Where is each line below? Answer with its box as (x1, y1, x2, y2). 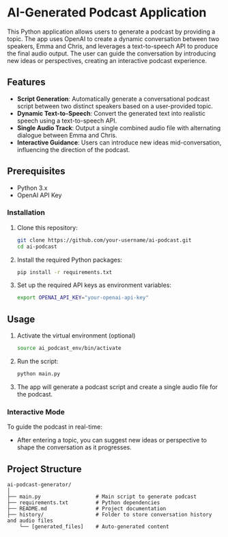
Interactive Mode (7, 407, 65, 416)
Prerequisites (7, 166, 66, 177)
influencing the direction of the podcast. (16, 145, 130, 153)
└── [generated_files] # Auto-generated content (19, 523, 169, 530)
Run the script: (16, 358, 59, 366)
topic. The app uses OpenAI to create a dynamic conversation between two (7, 34, 220, 42)
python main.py (16, 371, 61, 377)
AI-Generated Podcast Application (7, 5, 207, 21)
